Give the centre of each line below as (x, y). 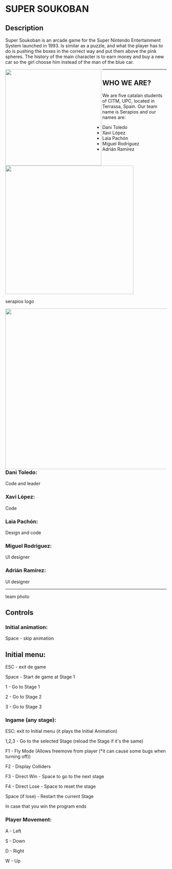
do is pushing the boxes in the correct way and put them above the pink (81, 51)
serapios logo (20, 301)
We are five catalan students (132, 95)
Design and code (23, 532)
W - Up (13, 861)
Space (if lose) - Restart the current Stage (49, 797)
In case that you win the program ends (46, 806)
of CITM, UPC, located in (128, 101)
